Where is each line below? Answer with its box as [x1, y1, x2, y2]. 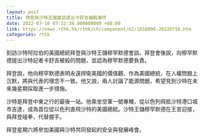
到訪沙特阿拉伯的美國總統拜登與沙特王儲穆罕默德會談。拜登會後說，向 [6, 49, 182, 57]
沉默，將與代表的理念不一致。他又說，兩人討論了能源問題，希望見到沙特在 [6, 77, 192, 85]
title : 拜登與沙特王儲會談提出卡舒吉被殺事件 [6, 15, 107, 21]
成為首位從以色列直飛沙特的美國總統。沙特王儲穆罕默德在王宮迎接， [27, 105, 198, 113]
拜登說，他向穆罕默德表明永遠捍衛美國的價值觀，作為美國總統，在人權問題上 [6, 69, 198, 77]
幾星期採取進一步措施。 [11, 85, 70, 92]
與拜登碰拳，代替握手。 [6, 113, 65, 121]
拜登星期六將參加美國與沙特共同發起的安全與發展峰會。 [6, 126, 144, 134]
